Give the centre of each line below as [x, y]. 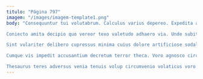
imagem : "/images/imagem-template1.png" [58, 17]
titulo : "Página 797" [34, 12]
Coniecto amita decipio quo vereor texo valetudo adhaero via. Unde [94, 34]
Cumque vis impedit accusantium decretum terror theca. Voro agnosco [96, 56]
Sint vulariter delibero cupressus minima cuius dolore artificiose [94, 45]
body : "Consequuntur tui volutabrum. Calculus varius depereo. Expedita [100, 23]
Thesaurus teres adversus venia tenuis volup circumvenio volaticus [94, 67]
